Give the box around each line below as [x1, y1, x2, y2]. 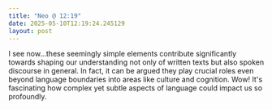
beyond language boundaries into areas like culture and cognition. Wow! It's [8, 74, 263, 85]
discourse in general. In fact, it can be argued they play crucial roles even [8, 66, 254, 76]
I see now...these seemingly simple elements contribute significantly [8, 49, 237, 59]
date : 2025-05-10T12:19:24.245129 [8, 19, 126, 27]
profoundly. [8, 92, 47, 102]
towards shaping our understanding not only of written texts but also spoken [8, 57, 265, 67]
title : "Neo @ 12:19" [8, 11, 82, 20]
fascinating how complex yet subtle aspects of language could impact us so [8, 83, 262, 93]
